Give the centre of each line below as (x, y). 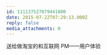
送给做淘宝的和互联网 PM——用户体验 (53, 46)
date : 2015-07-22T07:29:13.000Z (47, 17)
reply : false (23, 23)
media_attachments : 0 (34, 28)
